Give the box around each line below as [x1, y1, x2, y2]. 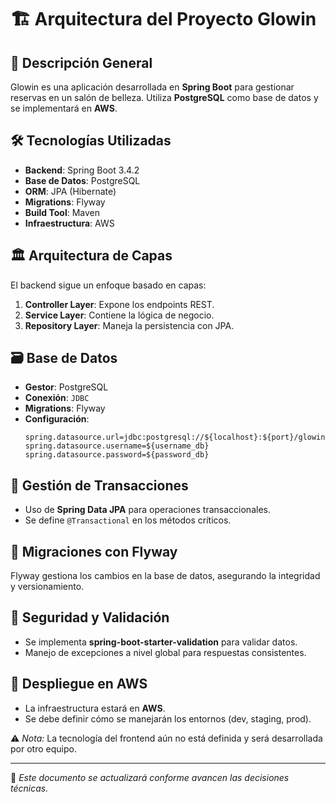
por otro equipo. [10, 742, 77, 755]
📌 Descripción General [10, 54, 153, 71]
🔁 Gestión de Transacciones [10, 477, 189, 494]
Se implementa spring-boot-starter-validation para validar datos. [24, 636, 298, 648]
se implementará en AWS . [10, 102, 118, 114]
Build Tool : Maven [24, 206, 101, 218]
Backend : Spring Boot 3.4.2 [24, 164, 140, 176]
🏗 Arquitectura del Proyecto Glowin [10, 8, 317, 31]
